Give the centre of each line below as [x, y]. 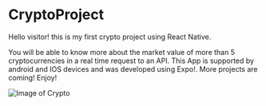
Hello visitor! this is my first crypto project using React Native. [110, 37]
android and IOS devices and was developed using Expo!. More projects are [133, 69]
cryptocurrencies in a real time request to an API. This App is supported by [131, 61]
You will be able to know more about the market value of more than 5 [122, 52]
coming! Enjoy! [33, 77]
